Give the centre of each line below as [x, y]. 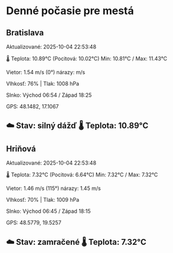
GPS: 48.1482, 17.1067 [32, 106]
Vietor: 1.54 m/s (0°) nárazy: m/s [46, 72]
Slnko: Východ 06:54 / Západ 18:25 [49, 95]
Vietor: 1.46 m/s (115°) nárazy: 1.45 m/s [54, 188]
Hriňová [21, 149]
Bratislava [25, 33]
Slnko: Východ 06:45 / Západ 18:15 [48, 211]
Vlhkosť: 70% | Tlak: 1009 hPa [43, 200]
